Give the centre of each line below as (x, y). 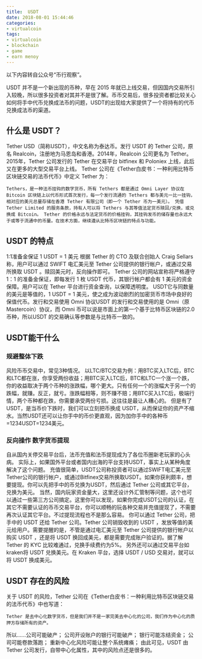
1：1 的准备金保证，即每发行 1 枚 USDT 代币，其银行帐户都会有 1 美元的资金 (99, 279)
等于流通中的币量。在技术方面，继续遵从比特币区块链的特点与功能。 (87, 221)
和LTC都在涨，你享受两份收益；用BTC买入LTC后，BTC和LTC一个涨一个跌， (99, 378)
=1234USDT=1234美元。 (37, 423)
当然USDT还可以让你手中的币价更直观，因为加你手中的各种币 (92, 416)
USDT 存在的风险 (38, 581)
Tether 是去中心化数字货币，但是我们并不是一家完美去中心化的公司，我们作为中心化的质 (101, 617)
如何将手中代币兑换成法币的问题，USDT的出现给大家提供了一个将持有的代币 (100, 102)
